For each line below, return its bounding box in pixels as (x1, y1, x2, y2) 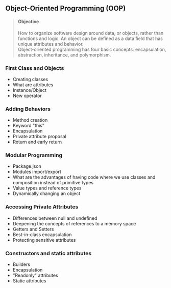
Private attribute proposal (12, 133, 66, 140)
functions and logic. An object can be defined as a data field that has (17, 35, 163, 42)
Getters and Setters (12, 226, 54, 232)
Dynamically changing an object (12, 190, 81, 197)
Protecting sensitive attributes (12, 237, 76, 243)
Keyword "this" (12, 123, 45, 129)
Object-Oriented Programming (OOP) (5, 4, 126, 13)
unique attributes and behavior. (17, 41, 84, 47)
